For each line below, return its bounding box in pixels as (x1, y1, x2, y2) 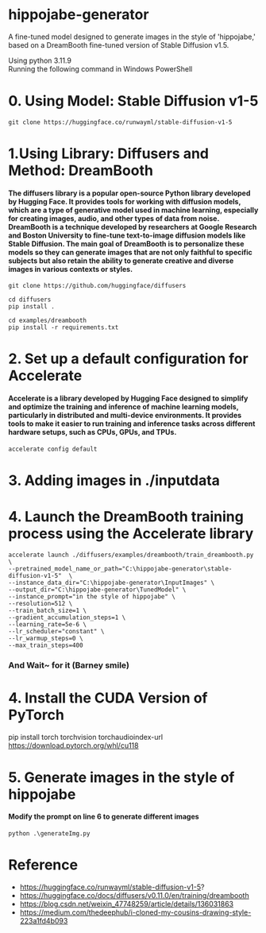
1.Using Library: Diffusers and (8, 145, 209, 163)
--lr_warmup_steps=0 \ (8, 634, 83, 642)
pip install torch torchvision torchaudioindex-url (8, 732, 164, 741)
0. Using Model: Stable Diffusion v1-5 (8, 92, 259, 110)
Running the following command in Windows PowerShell (8, 64, 193, 73)
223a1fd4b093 (19, 916, 68, 925)
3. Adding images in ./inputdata (8, 471, 221, 490)
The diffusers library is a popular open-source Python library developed (8, 188, 251, 198)
